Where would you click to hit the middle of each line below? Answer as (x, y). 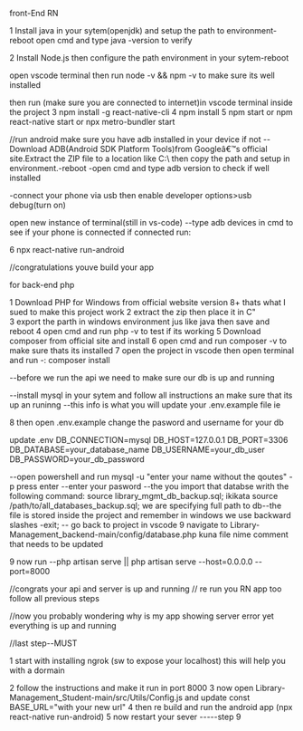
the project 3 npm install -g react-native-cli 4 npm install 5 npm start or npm (151, 112)
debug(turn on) (38, 205)
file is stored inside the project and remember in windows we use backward (150, 515)
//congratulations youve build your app (82, 267)
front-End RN (34, 13)
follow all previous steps (54, 598)
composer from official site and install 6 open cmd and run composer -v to (148, 341)
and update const (217, 697)
